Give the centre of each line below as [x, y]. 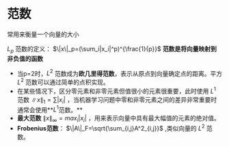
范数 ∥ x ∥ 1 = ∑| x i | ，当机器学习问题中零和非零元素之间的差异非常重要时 [117, 100]
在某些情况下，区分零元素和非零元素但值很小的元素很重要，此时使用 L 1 [117, 91]
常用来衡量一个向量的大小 [43, 34]
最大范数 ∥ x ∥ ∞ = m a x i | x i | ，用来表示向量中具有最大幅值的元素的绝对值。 [119, 119]
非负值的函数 [25, 58]
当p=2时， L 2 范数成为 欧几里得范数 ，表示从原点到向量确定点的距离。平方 [120, 72]
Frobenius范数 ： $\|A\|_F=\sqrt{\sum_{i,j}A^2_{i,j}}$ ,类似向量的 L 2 [111, 127]
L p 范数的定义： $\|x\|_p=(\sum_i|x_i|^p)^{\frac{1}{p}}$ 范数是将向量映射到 [112, 50]
